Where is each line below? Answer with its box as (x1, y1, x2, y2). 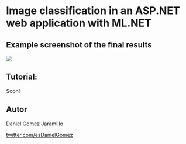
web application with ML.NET (6, 16, 152, 30)
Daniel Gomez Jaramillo (6, 120, 63, 127)
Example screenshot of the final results (6, 40, 152, 50)
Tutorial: (6, 72, 38, 82)
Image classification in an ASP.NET (6, 4, 180, 18)
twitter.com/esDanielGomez (6, 131, 73, 138)
